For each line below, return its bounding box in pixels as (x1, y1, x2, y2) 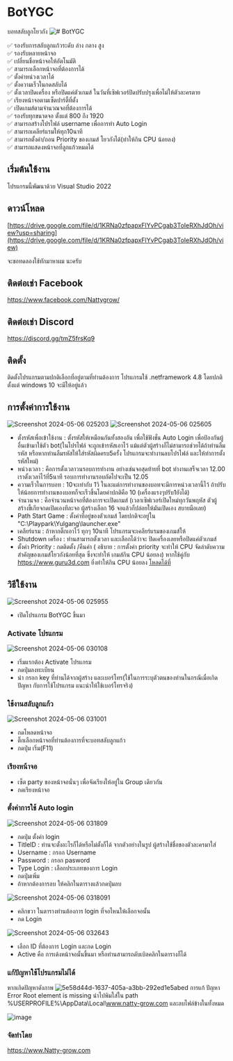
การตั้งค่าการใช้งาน (7, 401, 70, 413)
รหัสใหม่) (17, 456, 39, 465)
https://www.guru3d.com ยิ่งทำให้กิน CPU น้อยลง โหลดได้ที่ (17, 558, 171, 566)
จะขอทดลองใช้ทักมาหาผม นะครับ (7, 257, 82, 265)
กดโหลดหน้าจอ (17, 728, 53, 737)
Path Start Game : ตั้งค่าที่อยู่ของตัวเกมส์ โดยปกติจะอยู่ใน (17, 511, 156, 520)
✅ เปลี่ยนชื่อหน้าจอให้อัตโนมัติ (7, 56, 77, 65)
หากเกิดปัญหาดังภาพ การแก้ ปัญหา (7, 984, 220, 992)
